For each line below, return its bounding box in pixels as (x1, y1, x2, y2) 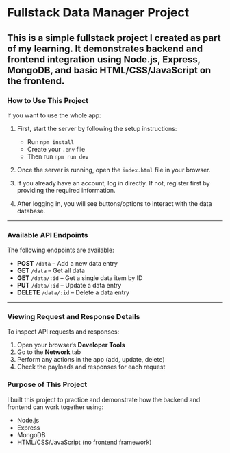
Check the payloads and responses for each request (16, 362, 166, 371)
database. (16, 207, 46, 215)
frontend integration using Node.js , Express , (7, 54, 201, 65)
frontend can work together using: (7, 403, 104, 411)
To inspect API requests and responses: (7, 327, 120, 336)
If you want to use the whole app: (7, 111, 101, 119)
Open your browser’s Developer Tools (16, 341, 125, 349)
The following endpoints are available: (7, 246, 114, 255)
